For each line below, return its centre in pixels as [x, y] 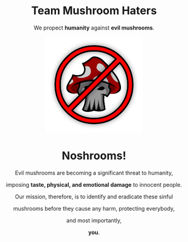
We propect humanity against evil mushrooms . [94, 28]
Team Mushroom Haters [94, 11]
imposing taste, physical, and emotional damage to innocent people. [94, 184]
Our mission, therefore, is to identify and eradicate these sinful [94, 197]
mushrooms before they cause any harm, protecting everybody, [94, 208]
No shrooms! [94, 156]
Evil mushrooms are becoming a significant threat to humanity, [94, 173]
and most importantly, [94, 220]
